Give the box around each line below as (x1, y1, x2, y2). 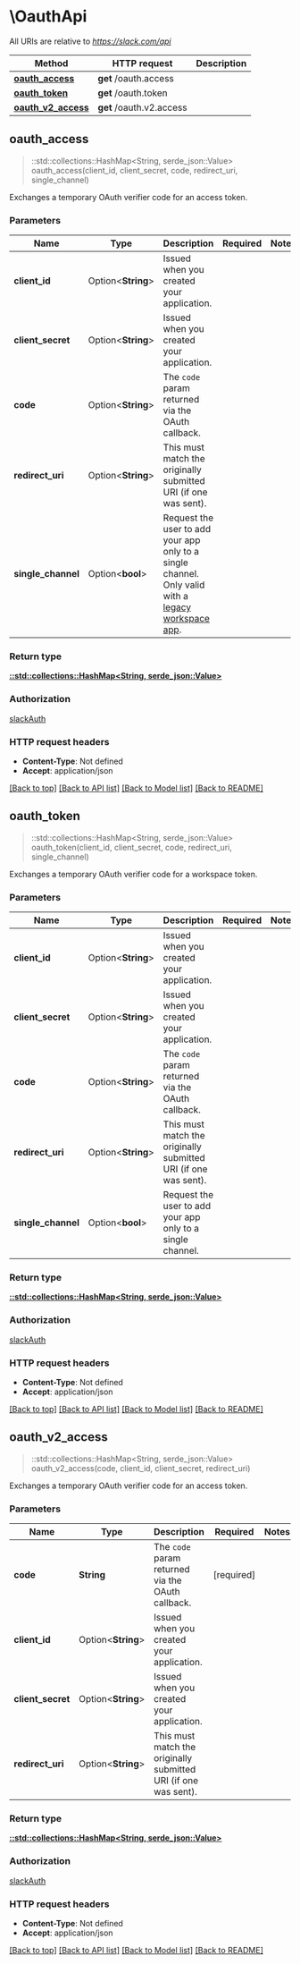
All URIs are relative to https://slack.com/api (9, 36, 171, 47)
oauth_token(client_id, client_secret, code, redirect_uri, (30, 842, 232, 852)
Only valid (162, 579, 205, 591)
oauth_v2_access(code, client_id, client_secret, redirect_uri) (30, 1462, 251, 1473)
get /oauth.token (97, 87, 168, 99)
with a (162, 590, 189, 603)
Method (34, 56, 69, 69)
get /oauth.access (97, 72, 174, 84)
